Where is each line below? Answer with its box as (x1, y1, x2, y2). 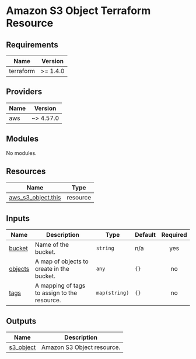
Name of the (34, 241, 69, 249)
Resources (6, 167, 46, 177)
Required (161, 231, 187, 239)
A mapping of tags (34, 282, 86, 290)
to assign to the (34, 289, 78, 297)
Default (135, 231, 156, 239)
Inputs (6, 213, 30, 223)
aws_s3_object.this (9, 194, 61, 202)
